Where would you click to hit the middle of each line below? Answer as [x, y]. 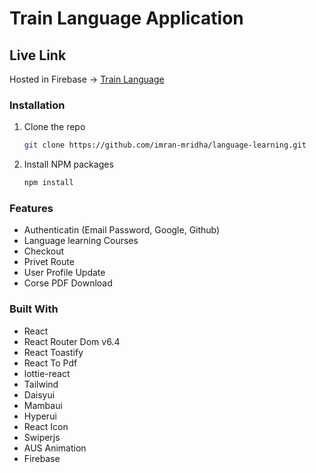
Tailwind [41, 384]
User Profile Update [64, 273]
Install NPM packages [68, 164]
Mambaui [43, 405]
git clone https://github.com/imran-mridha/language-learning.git [165, 145]
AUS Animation [55, 448]
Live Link [38, 55]
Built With [34, 309]
